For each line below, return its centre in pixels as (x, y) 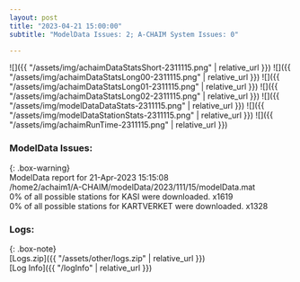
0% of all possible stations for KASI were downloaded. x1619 (121, 196)
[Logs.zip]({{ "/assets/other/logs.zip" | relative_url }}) (107, 258)
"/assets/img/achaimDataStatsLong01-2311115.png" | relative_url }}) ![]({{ (144, 87)
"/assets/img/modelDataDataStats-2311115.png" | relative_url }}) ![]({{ (137, 106)
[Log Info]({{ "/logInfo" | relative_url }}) (81, 268)
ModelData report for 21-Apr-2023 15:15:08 (89, 177)
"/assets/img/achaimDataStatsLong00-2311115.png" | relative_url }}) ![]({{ (145, 77)
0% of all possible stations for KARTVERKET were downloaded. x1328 (139, 206)
